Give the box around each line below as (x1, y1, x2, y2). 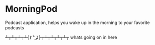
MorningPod (5, 3, 58, 15)
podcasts (5, 24, 24, 30)
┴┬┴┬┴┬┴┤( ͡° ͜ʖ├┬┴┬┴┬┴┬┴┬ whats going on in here (5, 34, 117, 40)
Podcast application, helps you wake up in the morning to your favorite (5, 20, 150, 25)
